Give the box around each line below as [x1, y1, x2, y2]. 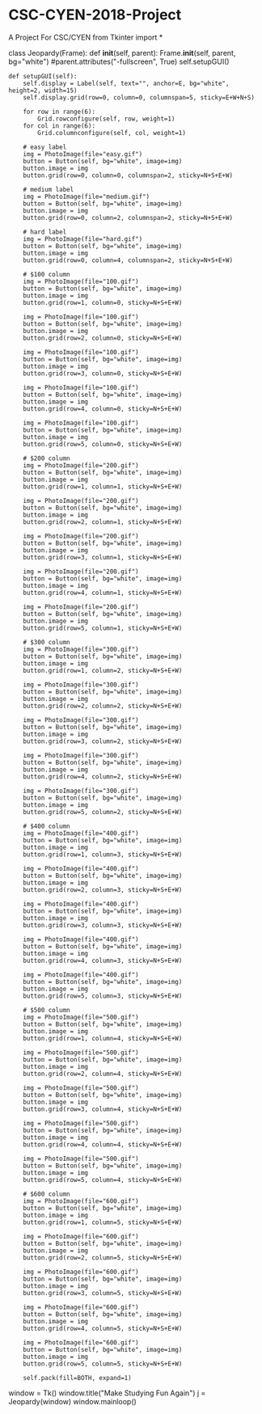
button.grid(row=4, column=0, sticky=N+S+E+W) [23, 404, 183, 413]
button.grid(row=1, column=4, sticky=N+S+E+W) [23, 1034, 183, 1042]
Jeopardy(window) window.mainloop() [8, 1396, 137, 1406]
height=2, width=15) [8, 87, 78, 95]
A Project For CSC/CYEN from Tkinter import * [8, 32, 163, 42]
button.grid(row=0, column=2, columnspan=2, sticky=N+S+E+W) [23, 213, 233, 222]
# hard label [23, 228, 67, 236]
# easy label [23, 143, 67, 151]
